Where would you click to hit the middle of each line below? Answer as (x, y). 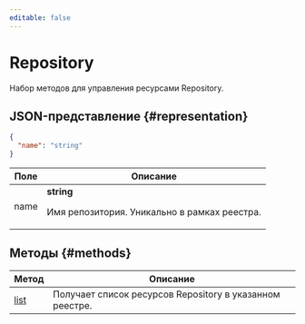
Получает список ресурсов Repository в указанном (167, 294)
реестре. (73, 305)
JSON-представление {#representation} (129, 116)
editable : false (40, 18)
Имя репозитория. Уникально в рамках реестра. (154, 212)
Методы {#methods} (70, 254)
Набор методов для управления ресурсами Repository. (117, 88)
